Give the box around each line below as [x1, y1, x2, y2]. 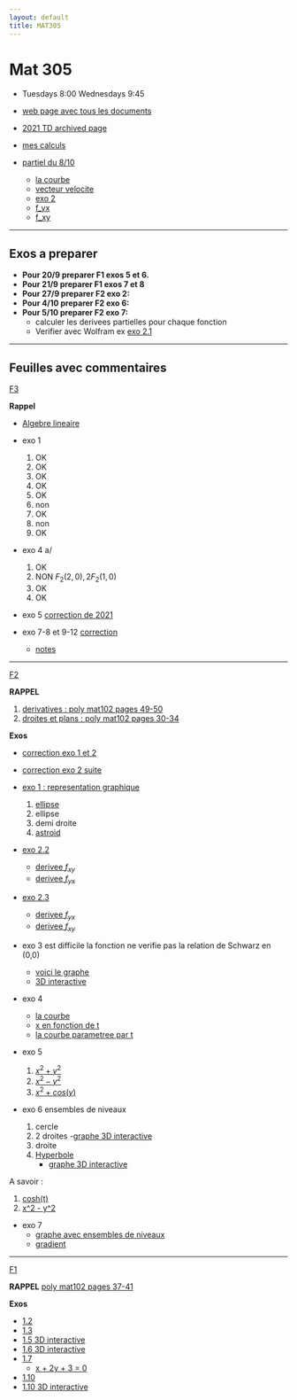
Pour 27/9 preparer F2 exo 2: [21, 289, 130, 299]
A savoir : [9, 1176, 44, 1187]
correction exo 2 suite [21, 764, 103, 775]
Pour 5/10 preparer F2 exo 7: [21, 307, 128, 318]
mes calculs [21, 140, 66, 151]
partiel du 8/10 [21, 157, 75, 168]
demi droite [34, 817, 77, 828]
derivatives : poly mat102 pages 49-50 [21, 704, 164, 714]
